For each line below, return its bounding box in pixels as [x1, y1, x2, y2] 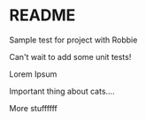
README [9, 5, 76, 26]
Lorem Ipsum [9, 68, 58, 79]
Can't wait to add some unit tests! [9, 51, 132, 62]
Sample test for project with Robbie [9, 34, 138, 45]
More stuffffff [9, 102, 58, 113]
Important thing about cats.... [9, 86, 115, 96]
